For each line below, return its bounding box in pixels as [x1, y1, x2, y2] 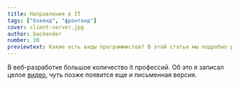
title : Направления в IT [7, 10, 81, 18]
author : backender [7, 30, 62, 38]
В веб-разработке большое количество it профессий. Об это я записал [7, 63, 224, 71]
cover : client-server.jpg [7, 23, 84, 31]
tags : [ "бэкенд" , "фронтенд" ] [7, 17, 97, 24]
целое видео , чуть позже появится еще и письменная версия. [7, 70, 197, 79]
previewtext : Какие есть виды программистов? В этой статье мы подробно [7, 43, 228, 50]
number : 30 [7, 37, 40, 44]
